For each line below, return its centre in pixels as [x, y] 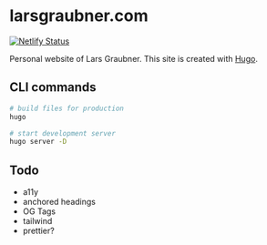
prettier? [38, 231]
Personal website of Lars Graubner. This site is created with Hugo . [133, 58]
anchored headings [59, 202]
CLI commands [53, 87]
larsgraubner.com [79, 16]
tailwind [37, 221]
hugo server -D [38, 142]
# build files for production [67, 108]
